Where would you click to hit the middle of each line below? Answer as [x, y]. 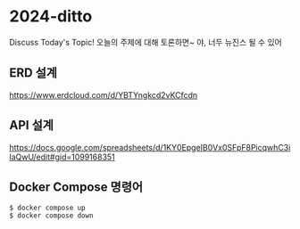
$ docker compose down [51, 216]
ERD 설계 [33, 73]
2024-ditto [51, 16]
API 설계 [31, 125]
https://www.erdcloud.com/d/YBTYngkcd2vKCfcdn [104, 94]
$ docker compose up [48, 208]
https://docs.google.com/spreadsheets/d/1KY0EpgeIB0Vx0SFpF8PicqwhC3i [150, 147]
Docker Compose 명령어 [76, 187]
